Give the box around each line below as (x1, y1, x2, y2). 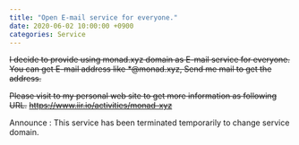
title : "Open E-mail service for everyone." (9, 13, 178, 22)
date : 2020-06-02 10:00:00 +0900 (9, 21, 134, 30)
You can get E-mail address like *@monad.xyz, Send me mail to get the (9, 64, 272, 74)
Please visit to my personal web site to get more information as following (9, 90, 278, 101)
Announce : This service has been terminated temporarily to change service (9, 117, 290, 128)
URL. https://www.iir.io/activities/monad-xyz (9, 100, 173, 111)
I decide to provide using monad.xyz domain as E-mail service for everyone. (9, 55, 291, 65)
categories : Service (9, 30, 87, 38)
